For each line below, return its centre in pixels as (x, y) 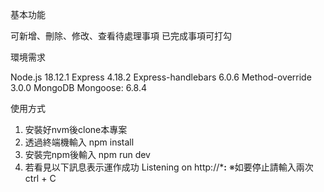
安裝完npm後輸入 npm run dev (87, 154)
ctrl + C (40, 178)
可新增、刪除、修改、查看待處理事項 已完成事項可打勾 (121, 36)
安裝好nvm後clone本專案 (76, 129)
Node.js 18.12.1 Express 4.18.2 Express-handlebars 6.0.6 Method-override (161, 77)
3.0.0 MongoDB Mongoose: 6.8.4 (78, 87)
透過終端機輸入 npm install (79, 142)
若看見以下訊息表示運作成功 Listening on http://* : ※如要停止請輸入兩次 (169, 167)
